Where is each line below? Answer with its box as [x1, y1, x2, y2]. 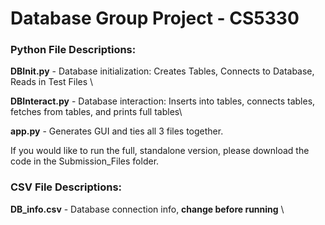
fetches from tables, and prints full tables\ [10, 106, 183, 118]
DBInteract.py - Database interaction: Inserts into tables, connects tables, [10, 95, 316, 107]
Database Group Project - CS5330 [10, 7, 300, 30]
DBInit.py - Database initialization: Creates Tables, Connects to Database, [10, 65, 315, 77]
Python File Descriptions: [10, 43, 137, 57]
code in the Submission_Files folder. [10, 155, 160, 167]
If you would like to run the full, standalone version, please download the [10, 145, 310, 157]
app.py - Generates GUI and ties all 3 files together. [10, 125, 224, 137]
